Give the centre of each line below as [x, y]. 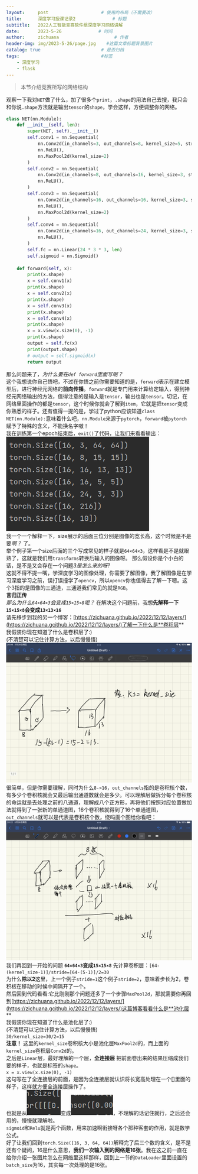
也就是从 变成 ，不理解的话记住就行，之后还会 [98, 1113]
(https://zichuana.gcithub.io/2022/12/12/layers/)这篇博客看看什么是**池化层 [98, 1008]
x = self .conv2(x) [50, 293]
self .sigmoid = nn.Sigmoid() [63, 256]
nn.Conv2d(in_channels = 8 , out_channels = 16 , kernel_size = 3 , [111, 175]
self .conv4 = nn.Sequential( [63, 225]
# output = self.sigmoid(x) [62, 356]
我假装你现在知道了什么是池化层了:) [49, 1022]
